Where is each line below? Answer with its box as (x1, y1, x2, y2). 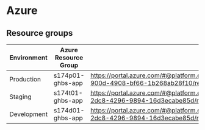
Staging (9, 92, 32, 101)
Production (9, 75, 41, 83)
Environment (9, 53, 48, 61)
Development (9, 110, 48, 118)
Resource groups (6, 28, 73, 38)
